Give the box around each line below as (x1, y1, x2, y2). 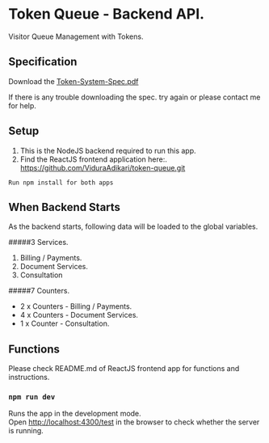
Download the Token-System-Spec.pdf (8, 76, 139, 86)
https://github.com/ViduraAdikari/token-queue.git (19, 162, 186, 172)
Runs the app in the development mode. (8, 409, 141, 419)
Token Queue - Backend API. (8, 5, 204, 23)
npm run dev (8, 393, 56, 402)
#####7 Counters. (8, 286, 70, 296)
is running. (8, 426, 44, 436)
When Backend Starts (8, 200, 121, 214)
